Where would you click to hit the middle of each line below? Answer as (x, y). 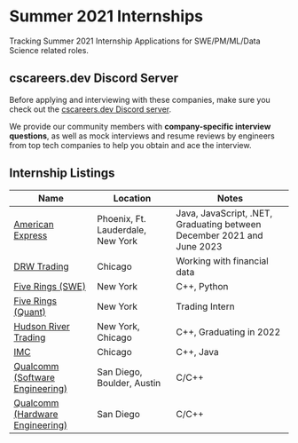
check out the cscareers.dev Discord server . (90, 109)
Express (31, 235)
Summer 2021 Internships (106, 16)
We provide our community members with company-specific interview (140, 126)
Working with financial (222, 261)
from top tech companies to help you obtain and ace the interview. (130, 145)
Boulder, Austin (129, 383)
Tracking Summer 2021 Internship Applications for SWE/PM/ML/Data (135, 41)
